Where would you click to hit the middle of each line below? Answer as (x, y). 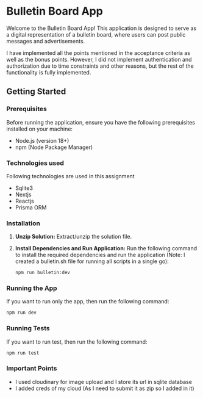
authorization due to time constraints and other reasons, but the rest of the (100, 66)
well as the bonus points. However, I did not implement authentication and (99, 59)
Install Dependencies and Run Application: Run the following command (106, 248)
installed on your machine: (40, 129)
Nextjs (23, 194)
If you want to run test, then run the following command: (77, 342)
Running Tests (28, 328)
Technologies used (35, 163)
